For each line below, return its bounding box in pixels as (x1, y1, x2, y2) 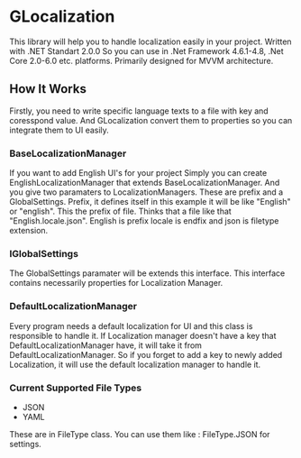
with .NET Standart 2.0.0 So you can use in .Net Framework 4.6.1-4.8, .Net (9, 45, 284, 56)
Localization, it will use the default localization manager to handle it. (9, 359, 261, 370)
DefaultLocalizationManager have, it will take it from (9, 340, 203, 351)
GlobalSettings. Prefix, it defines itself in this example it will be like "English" (9, 197, 291, 207)
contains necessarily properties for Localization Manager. (9, 278, 223, 289)
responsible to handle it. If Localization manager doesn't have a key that (9, 330, 277, 341)
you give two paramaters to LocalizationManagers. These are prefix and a (9, 187, 284, 197)
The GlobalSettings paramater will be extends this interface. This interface (9, 268, 286, 279)
